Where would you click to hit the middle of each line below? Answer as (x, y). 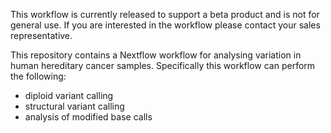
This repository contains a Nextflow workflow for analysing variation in (156, 55)
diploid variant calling (69, 95)
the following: (38, 76)
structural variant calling (74, 106)
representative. (41, 35)
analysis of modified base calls (88, 117)
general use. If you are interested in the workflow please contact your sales (165, 25)
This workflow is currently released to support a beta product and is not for (165, 14)
